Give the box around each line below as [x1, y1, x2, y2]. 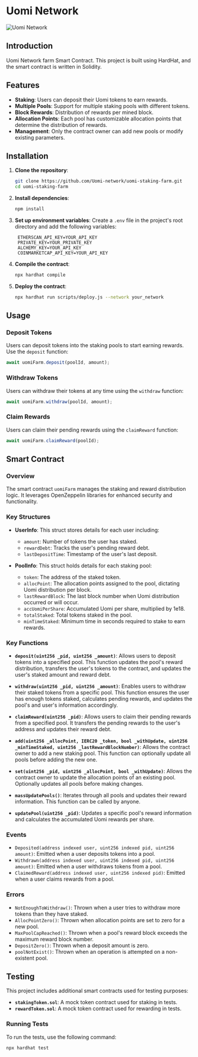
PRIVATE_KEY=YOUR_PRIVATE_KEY [17, 240, 92, 246]
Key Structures [6, 513, 50, 521]
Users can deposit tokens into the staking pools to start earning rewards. [6, 342, 184, 349]
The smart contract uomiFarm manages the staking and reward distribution [6, 485, 186, 493]
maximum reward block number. [14, 935, 94, 942]
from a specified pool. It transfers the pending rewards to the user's [14, 719, 181, 726]
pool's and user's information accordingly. [14, 702, 119, 709]
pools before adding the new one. [14, 756, 98, 763]
